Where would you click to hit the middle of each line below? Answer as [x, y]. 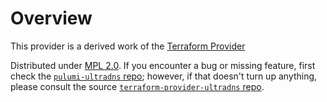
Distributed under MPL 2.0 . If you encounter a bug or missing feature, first [163, 65]
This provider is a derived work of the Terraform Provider [128, 46]
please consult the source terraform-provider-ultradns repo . [137, 86]
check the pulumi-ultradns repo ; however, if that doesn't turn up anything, [164, 76]
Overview [51, 18]
